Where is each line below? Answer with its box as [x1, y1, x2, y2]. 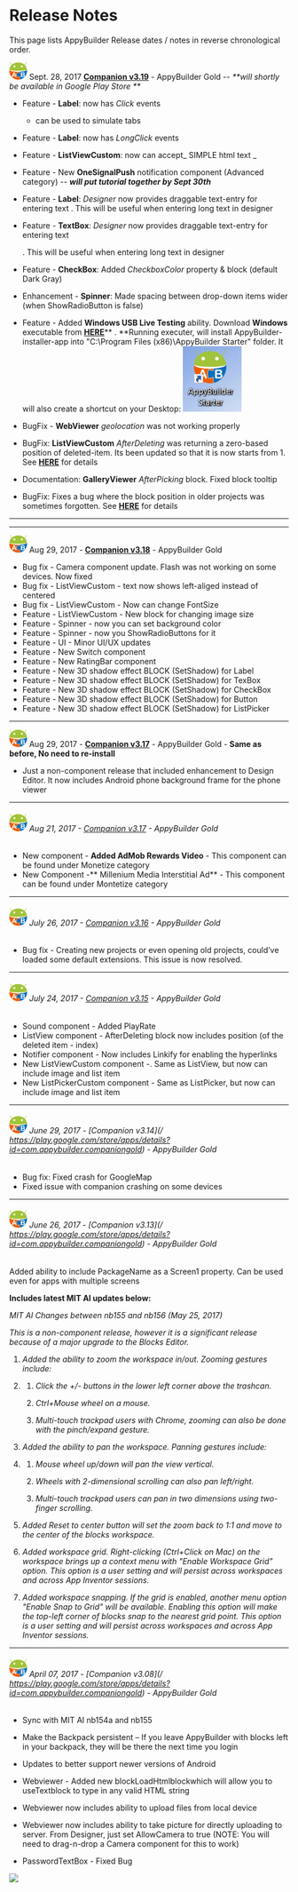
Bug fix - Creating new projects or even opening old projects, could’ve [21, 945, 279, 956]
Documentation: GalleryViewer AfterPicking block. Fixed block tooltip [21, 473, 278, 484]
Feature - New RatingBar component [21, 656, 157, 666]
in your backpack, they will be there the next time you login [21, 1742, 239, 1753]
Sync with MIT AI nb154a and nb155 [21, 1715, 153, 1726]
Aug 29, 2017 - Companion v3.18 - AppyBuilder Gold [28, 544, 223, 555]
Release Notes [9, 5, 118, 26]
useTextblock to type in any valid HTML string [21, 1785, 190, 1796]
